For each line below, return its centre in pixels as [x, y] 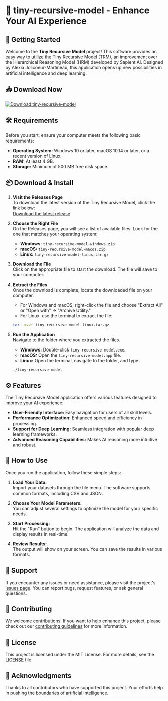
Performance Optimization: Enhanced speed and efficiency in [77, 418]
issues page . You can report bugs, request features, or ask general [74, 588]
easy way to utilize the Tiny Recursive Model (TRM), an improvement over [81, 57]
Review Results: [29, 544]
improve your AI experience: [34, 403]
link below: [24, 208]
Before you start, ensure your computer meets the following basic [73, 135]
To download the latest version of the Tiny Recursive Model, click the [84, 203]
